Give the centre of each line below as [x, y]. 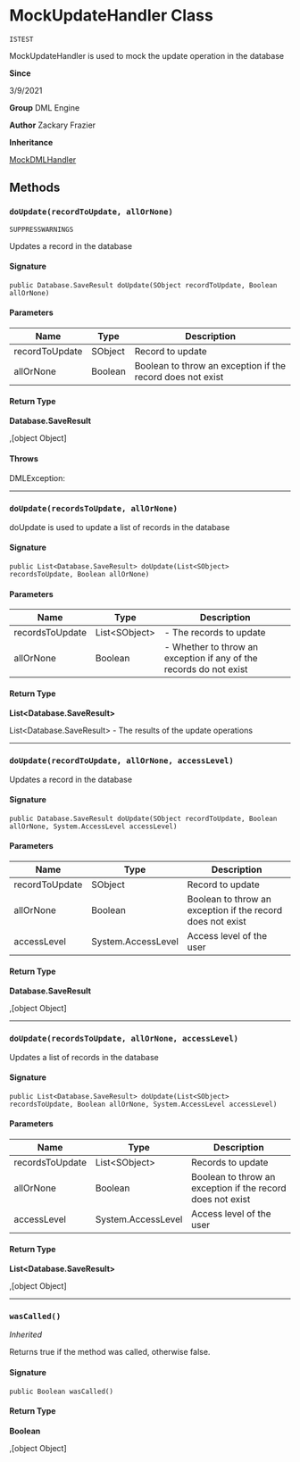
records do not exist [206, 669]
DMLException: [37, 478]
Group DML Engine [45, 107]
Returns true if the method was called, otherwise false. [110, 1352]
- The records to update [215, 633]
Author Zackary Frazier [53, 125]
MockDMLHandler [43, 159]
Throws [24, 458]
